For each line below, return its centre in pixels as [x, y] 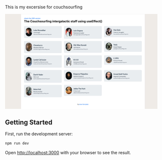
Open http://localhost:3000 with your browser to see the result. [68, 153]
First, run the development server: [39, 134]
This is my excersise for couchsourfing [44, 7]
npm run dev [17, 144]
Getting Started [29, 122]
